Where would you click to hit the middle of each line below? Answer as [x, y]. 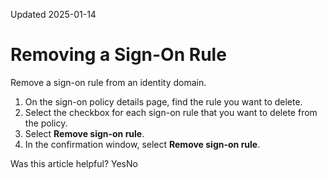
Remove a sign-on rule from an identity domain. [108, 82]
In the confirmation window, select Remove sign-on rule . [142, 144]
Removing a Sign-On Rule [118, 55]
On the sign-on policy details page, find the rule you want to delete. [163, 101]
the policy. [46, 123]
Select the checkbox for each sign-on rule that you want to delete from [171, 112]
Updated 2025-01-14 [53, 14]
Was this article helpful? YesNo [74, 163]
